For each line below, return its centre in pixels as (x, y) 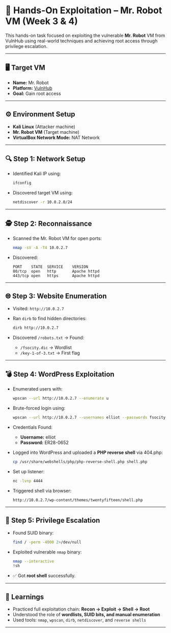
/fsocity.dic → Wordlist (46, 347)
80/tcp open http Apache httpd (56, 271)
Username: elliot (38, 437)
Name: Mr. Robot (31, 82)
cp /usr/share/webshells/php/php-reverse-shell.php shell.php (80, 462)
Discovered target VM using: (42, 193)
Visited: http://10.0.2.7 (38, 308)
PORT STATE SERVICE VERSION (50, 267)
